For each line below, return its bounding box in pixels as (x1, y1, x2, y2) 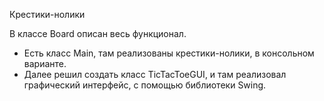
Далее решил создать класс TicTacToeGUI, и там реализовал (23, 69, 287, 80)
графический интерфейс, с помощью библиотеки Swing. (23, 79, 267, 91)
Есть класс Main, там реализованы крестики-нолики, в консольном (23, 47, 315, 59)
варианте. (23, 58, 67, 69)
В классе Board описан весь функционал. (9, 28, 187, 39)
